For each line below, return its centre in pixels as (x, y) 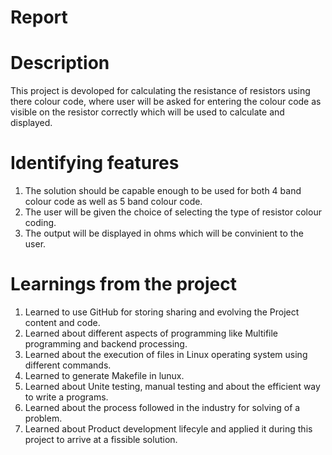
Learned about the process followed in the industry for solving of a (162, 407)
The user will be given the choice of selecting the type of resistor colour (173, 212)
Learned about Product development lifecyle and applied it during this (168, 429)
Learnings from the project (123, 284)
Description (60, 63)
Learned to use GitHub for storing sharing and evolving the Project (162, 312)
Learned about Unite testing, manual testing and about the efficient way (172, 386)
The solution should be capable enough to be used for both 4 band (163, 191)
